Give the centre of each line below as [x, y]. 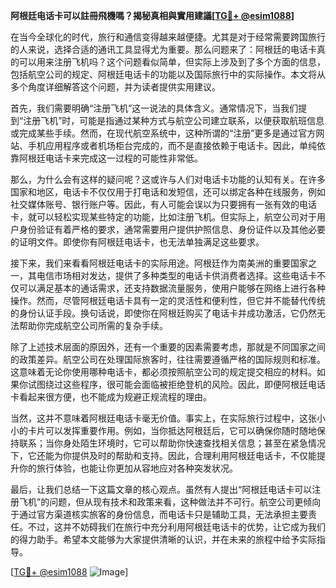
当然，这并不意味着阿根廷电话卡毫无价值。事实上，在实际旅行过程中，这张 [163, 418]
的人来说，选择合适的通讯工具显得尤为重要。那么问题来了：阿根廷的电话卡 [163, 49]
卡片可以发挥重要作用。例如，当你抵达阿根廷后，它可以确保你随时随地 [172, 430]
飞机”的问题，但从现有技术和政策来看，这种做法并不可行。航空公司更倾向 [170, 502]
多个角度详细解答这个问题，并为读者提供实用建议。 [115, 87]
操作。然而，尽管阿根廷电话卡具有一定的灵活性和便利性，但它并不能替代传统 [168, 300]
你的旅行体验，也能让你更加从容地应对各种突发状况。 [128, 468]
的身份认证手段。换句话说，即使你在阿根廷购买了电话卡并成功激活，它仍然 [163, 313]
